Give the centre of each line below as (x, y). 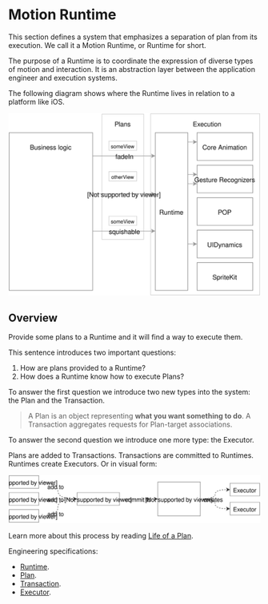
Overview (33, 318)
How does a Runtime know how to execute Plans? (102, 376)
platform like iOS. (37, 101)
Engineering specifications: (53, 551)
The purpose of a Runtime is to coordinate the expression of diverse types (131, 61)
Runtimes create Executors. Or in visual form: (83, 464)
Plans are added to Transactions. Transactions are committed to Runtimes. (131, 455)
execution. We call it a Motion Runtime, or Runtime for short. (107, 45)
